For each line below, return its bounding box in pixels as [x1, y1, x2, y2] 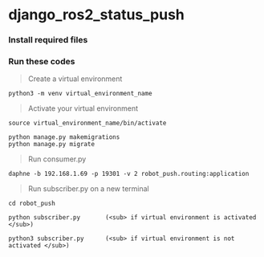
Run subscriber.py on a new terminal [27, 184, 150, 194]
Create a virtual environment [27, 74, 123, 84]
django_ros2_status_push [8, 6, 185, 24]
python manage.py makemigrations [8, 133, 120, 141]
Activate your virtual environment [27, 104, 139, 113]
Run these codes [8, 56, 75, 67]
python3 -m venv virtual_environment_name [8, 90, 152, 98]
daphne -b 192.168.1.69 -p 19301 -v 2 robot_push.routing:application [8, 170, 250, 178]
